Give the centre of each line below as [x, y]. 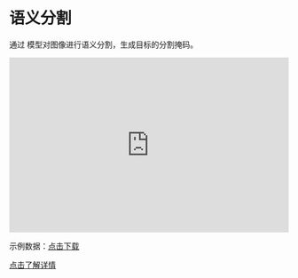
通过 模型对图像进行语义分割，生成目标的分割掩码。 [103, 44]
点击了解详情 [32, 265]
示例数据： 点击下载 [44, 246]
